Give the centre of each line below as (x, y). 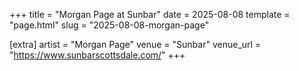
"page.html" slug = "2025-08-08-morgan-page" (109, 25)
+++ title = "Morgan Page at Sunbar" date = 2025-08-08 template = (150, 14)
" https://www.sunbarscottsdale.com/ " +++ (97, 55)
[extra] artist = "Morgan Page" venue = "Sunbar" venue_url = (135, 44)
